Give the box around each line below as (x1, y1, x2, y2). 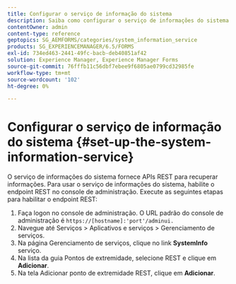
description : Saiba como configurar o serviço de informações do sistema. (7, 17, 232, 24)
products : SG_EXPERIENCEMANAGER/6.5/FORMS (7, 43, 134, 50)
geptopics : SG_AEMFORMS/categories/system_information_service (7, 37, 198, 44)
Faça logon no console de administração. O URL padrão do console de (17, 209, 224, 218)
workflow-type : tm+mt (7, 69, 71, 76)
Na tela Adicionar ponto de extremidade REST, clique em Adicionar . (17, 269, 216, 278)
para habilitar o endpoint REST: (7, 195, 98, 203)
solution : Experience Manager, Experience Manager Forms (7, 57, 179, 64)
